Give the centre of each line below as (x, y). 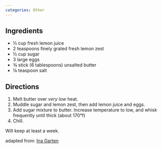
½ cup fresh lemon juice (38, 43)
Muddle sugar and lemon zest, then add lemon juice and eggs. (79, 105)
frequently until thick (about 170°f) (49, 116)
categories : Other (25, 10)
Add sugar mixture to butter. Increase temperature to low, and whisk (85, 110)
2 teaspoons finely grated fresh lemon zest (58, 49)
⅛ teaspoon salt (30, 70)
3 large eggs (26, 60)
